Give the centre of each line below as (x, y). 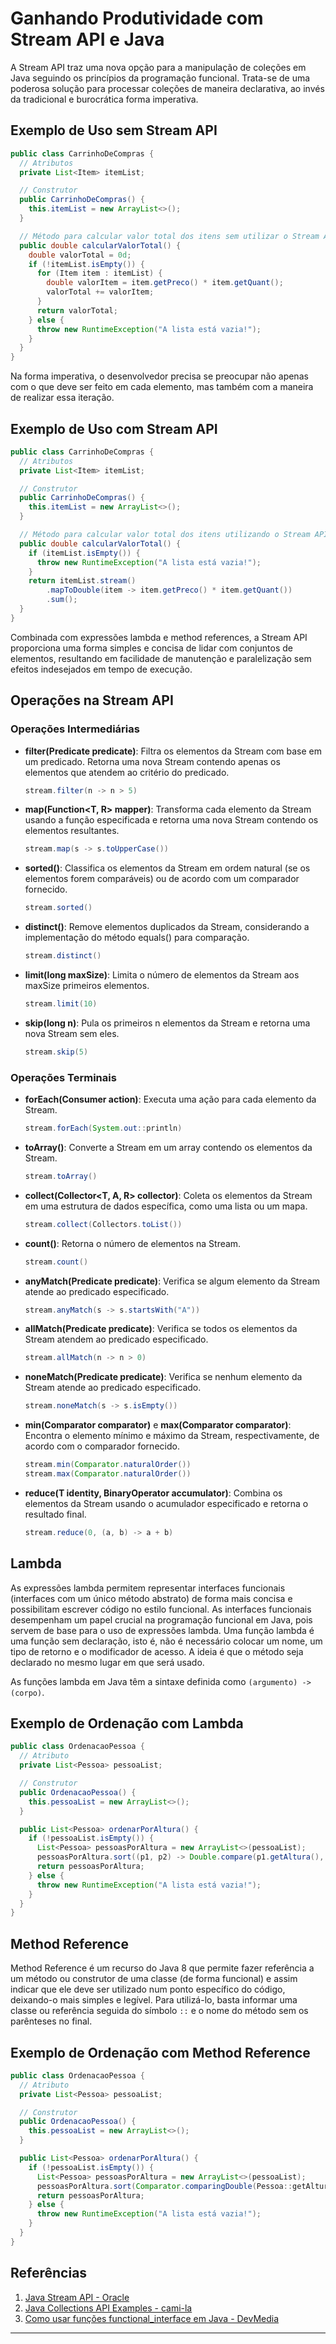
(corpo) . (27, 1692)
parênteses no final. (51, 2021)
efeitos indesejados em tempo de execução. (101, 669)
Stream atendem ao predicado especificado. (116, 1339)
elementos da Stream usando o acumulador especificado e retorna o (166, 1503)
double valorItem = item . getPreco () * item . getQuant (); (165, 283)
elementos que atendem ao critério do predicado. (127, 772)
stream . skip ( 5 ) (56, 1052)
